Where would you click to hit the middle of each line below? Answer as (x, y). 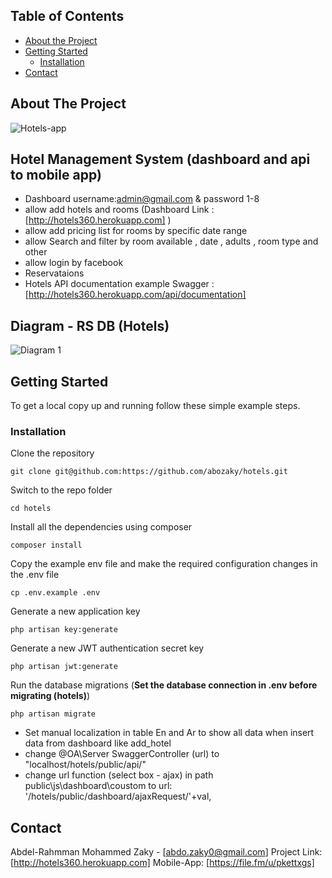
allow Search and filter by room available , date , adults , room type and (171, 241)
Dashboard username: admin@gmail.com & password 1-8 (142, 199)
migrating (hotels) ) (50, 696)
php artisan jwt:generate (64, 667)
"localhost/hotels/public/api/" (85, 765)
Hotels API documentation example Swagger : (119, 284)
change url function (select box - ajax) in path (119, 775)
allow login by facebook (74, 263)
